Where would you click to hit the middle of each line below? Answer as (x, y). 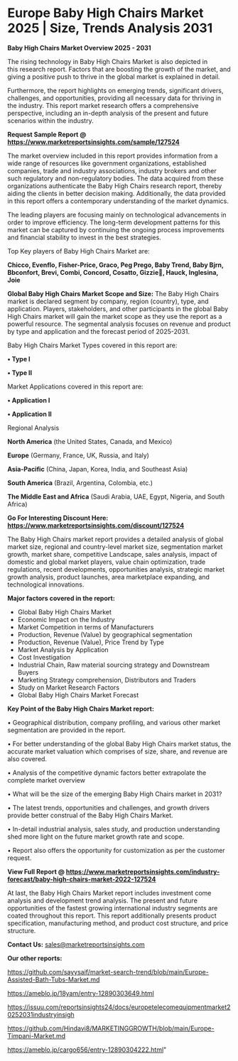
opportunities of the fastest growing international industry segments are (113, 908)
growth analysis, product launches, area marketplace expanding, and (108, 577)
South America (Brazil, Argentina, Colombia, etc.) (80, 483)
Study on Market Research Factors (68, 687)
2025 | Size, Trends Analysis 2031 (110, 28)
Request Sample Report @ (47, 134)
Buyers (28, 672)
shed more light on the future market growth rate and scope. (96, 837)
